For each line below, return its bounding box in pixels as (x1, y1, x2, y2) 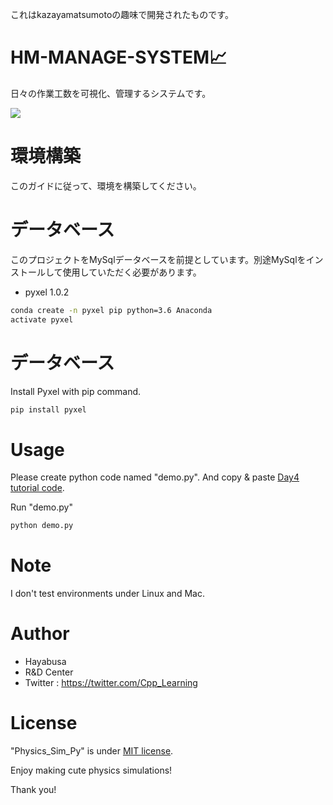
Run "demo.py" (10, 501, 73, 513)
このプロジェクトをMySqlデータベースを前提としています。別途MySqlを (10, 253, 307, 265)
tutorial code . (10, 482, 65, 494)
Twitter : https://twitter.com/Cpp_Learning (24, 677, 198, 689)
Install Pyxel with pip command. (10, 385, 142, 397)
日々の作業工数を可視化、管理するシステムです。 (10, 87, 212, 99)
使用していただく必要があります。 (62, 266, 202, 278)
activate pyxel (10, 314, 74, 325)
